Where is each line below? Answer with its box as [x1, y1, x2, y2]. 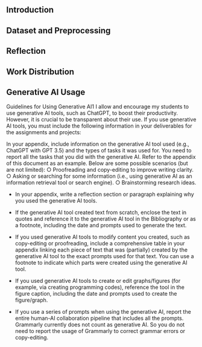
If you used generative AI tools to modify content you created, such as [14, 233, 190, 241]
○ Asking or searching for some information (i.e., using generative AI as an [6, 172, 193, 180]
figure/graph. [14, 296, 48, 304]
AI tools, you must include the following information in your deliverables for [6, 122, 193, 129]
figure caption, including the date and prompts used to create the [14, 290, 177, 297]
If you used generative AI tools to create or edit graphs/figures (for [14, 277, 181, 285]
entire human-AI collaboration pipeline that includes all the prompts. [14, 314, 184, 322]
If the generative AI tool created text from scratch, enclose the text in [14, 209, 187, 216]
